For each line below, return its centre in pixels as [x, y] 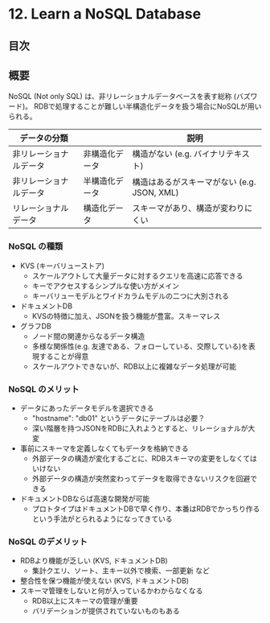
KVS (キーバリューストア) [62, 266]
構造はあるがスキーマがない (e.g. [194, 182]
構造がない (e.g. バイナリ [179, 154]
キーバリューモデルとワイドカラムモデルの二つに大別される [131, 295]
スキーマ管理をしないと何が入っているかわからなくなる [111, 591]
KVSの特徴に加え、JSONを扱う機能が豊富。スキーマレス [126, 316]
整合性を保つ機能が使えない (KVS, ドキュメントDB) [104, 581]
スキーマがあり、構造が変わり [188, 208]
